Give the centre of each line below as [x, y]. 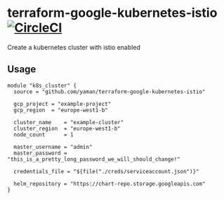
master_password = [41, 153]
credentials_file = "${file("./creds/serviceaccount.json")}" [106, 171]
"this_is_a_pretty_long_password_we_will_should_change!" [94, 159]
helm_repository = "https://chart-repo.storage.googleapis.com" [110, 184]
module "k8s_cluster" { [42, 86]
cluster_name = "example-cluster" [69, 122]
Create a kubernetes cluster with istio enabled [74, 47]
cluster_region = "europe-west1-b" [67, 128]
